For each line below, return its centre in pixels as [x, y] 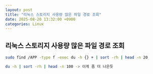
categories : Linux [24, 24]
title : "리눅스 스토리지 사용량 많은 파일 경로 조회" [54, 15]
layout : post [19, 10]
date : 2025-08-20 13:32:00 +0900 [40, 19]
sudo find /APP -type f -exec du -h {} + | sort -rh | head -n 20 [76, 58]
